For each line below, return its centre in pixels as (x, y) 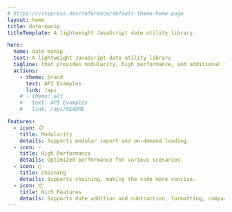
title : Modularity (46, 134)
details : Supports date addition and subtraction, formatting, (113, 198)
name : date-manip (38, 52)
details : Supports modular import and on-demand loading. (105, 141)
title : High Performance (55, 153)
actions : (26, 71)
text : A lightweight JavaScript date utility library (92, 58)
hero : (15, 45)
